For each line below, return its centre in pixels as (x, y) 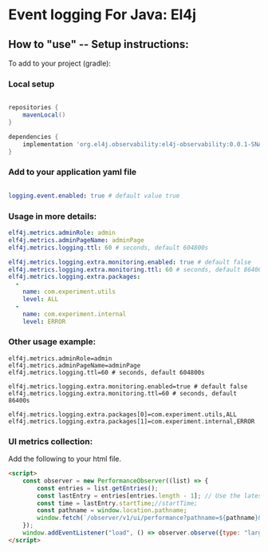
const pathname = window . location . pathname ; (112, 510)
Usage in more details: (53, 216)
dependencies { (33, 137)
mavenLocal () (44, 115)
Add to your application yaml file (73, 172)
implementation (48, 144)
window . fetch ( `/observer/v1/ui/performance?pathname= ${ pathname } (148, 518)
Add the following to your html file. (65, 459)
